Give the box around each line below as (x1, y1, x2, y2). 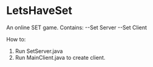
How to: (6, 35, 26, 43)
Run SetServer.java (15, 47, 63, 55)
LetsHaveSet (6, 4, 73, 18)
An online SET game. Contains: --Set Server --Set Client (6, 24, 148, 31)
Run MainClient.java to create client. (15, 54, 106, 61)
